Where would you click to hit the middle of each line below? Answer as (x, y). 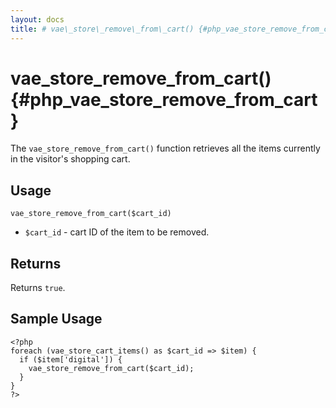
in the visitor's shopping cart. (70, 159)
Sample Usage (56, 319)
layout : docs (37, 19)
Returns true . (38, 288)
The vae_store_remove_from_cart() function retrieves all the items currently (165, 148)
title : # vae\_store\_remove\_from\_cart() (102, 29)
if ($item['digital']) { (71, 359)
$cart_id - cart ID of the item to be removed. (117, 232)
